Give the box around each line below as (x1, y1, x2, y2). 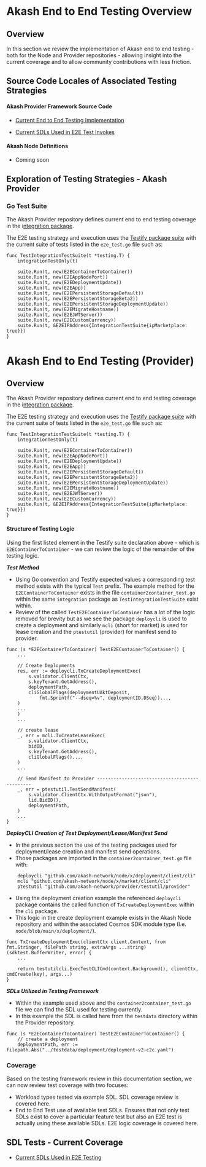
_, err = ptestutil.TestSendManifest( (17, 786, 116, 793)
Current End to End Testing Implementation (15, 116, 124, 124)
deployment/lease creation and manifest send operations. (15, 847, 161, 855)
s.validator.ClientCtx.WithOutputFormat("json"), (28, 791, 158, 797)
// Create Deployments (17, 662, 75, 668)
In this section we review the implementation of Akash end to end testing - (6, 45, 194, 52)
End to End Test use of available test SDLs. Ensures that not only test (15, 1106, 189, 1114)
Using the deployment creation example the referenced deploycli (15, 894, 181, 901)
